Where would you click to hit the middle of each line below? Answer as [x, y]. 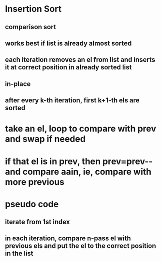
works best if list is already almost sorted [68, 43]
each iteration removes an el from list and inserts [80, 60]
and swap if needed [45, 139]
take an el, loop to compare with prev [80, 129]
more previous [35, 182]
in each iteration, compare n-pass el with [68, 238]
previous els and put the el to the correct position [80, 246]
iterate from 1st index [37, 222]
